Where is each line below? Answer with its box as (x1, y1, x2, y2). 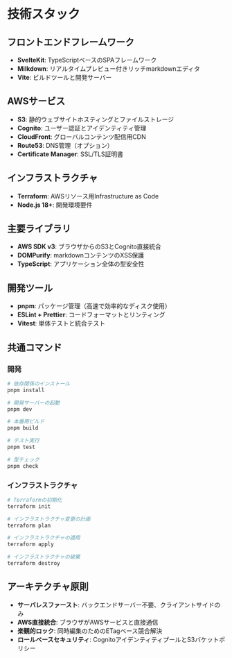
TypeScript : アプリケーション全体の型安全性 (17, 260, 145, 268)
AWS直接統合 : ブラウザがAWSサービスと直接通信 (17, 618, 159, 626)
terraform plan (7, 522, 51, 529)
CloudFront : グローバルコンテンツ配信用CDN (17, 133, 147, 141)
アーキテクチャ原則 (7, 581, 89, 593)
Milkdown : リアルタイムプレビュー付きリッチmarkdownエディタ (17, 65, 201, 73)
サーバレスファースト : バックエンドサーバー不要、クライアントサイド (17, 600, 215, 609)
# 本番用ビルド (7, 418, 45, 425)
